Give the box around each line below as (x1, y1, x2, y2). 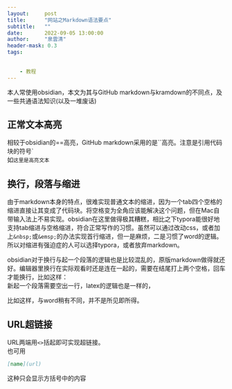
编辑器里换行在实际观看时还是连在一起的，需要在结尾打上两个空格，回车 (19, 264, 226, 273)
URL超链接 (7, 318, 53, 330)
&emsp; (37, 233, 57, 241)
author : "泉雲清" (7, 36, 66, 43)
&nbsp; (13, 233, 33, 241)
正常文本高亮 (7, 118, 62, 130)
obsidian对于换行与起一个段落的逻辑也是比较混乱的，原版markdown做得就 (7, 255, 220, 264)
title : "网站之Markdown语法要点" (7, 17, 112, 24)
